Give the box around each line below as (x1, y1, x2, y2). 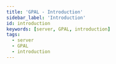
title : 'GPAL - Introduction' (6, 9, 84, 15)
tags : (6, 32, 20, 38)
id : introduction (6, 20, 51, 26)
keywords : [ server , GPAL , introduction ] (6, 26, 111, 32)
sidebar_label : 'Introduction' (6, 15, 86, 21)
